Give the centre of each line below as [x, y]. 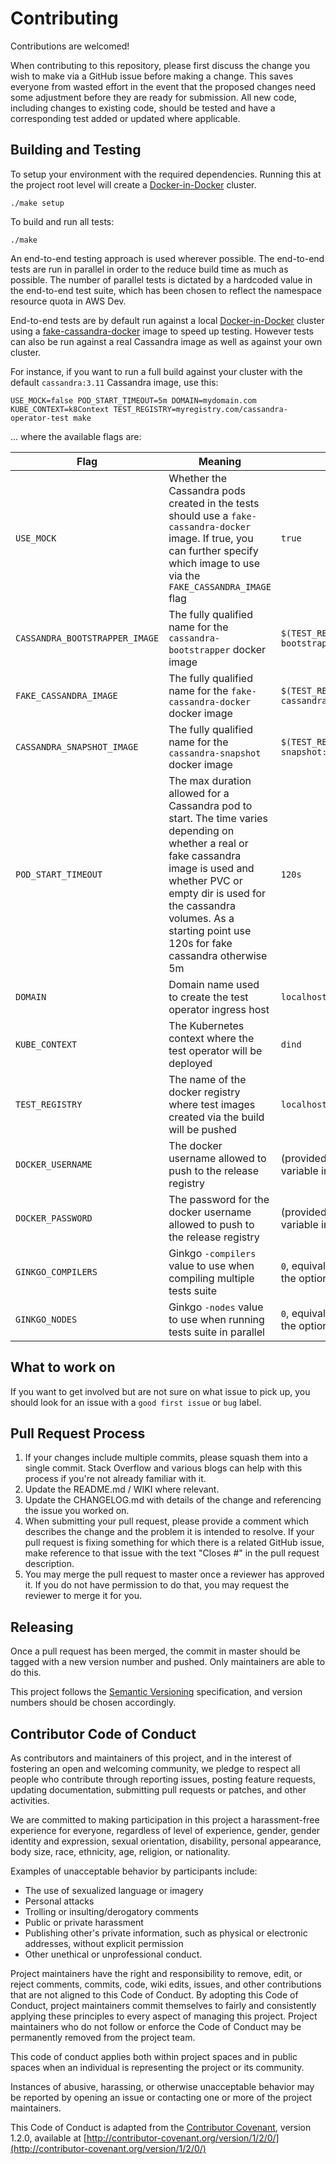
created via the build [216, 1117]
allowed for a [199, 793]
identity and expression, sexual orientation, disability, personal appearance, [166, 1841]
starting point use [210, 930]
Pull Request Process [78, 1433]
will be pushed [202, 1129]
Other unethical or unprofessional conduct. [113, 1954]
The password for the [219, 1199]
